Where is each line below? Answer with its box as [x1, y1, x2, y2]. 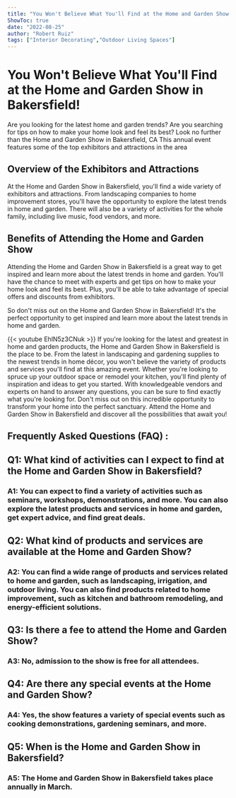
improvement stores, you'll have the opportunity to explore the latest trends [7, 197, 228, 206]
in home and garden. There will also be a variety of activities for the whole [7, 204, 223, 213]
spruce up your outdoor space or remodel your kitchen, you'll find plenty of [7, 372, 227, 381]
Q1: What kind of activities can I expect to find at [7, 454, 225, 466]
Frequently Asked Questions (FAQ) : [7, 430, 169, 442]
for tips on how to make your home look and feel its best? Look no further [7, 128, 221, 136]
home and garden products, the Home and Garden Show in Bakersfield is [7, 342, 220, 350]
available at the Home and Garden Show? [7, 545, 192, 558]
